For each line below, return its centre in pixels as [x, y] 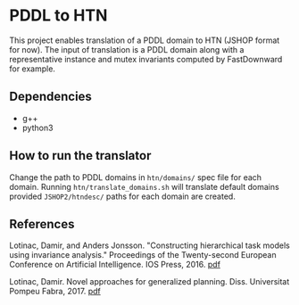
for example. [33, 69]
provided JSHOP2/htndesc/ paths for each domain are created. [123, 196]
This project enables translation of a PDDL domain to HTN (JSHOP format [145, 40]
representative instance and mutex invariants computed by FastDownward [146, 59]
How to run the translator [80, 156]
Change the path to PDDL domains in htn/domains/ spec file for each [135, 177]
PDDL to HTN [58, 16]
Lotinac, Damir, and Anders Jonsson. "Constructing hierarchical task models [149, 245]
